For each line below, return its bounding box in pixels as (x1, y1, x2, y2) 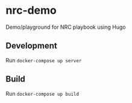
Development (5, 41, 58, 51)
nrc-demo (5, 4, 57, 17)
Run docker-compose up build (5, 90, 80, 97)
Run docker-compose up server (5, 56, 82, 63)
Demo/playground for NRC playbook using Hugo (5, 23, 126, 31)
